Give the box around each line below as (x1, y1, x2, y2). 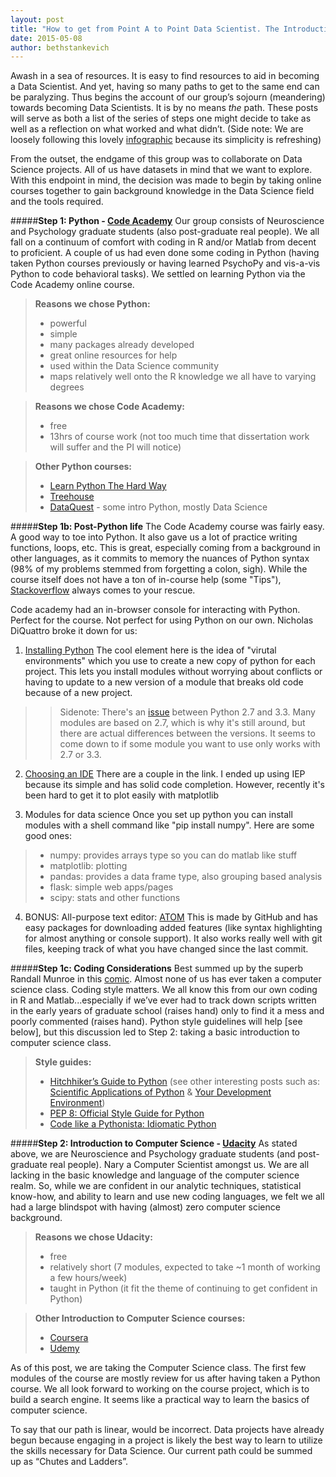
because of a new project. (24, 687, 133, 699)
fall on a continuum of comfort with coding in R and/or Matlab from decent (10, 236, 317, 248)
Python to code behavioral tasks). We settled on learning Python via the (10, 268, 306, 280)
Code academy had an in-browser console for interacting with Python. (10, 604, 301, 616)
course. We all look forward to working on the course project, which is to (10, 1383, 310, 1395)
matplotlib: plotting (49, 860, 128, 872)
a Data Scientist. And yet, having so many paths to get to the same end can (10, 81, 320, 93)
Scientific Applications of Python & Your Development (49, 1086, 272, 1098)
